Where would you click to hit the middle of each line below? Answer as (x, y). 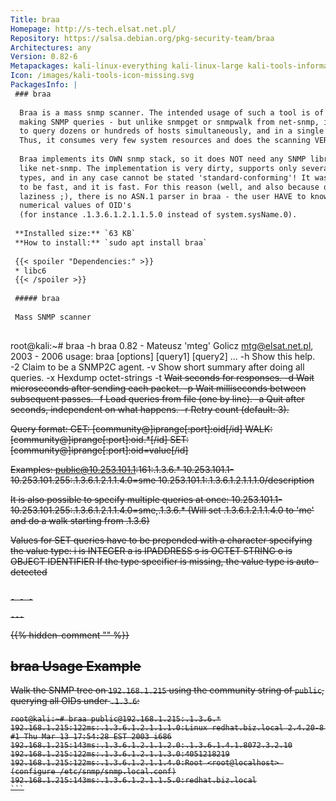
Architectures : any (51, 47)
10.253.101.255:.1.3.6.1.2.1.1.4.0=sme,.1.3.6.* (98, 510)
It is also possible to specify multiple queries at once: (120, 499)
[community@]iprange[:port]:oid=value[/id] (99, 450)
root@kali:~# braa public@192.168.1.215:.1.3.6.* (116, 719)
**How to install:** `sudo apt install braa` (111, 242)
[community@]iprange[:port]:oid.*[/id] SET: (100, 439)
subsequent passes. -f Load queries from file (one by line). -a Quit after (157, 398)
